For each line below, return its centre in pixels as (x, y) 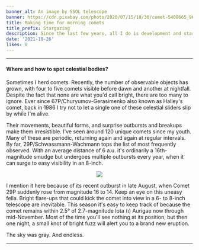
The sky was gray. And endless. (45, 235)
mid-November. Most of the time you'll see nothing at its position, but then (97, 217)
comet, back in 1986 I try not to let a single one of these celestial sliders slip (99, 108)
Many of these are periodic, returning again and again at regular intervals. (96, 138)
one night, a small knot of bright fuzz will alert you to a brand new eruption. (98, 223)
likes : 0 (17, 45)
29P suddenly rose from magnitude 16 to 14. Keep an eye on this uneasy (94, 192)
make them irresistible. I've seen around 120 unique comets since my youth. (99, 132)
